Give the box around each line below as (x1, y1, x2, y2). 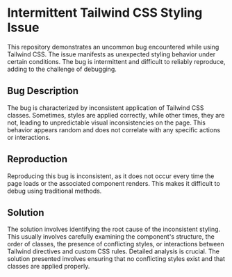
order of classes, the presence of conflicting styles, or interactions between (7, 240, 224, 248)
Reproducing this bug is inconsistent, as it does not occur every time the (7, 172, 215, 180)
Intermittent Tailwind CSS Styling (7, 5, 203, 21)
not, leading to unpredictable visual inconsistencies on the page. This (7, 118, 206, 127)
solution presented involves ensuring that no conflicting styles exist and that (7, 255, 226, 263)
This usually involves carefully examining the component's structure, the (7, 232, 215, 241)
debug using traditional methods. (7, 187, 102, 195)
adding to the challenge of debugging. (7, 65, 117, 73)
